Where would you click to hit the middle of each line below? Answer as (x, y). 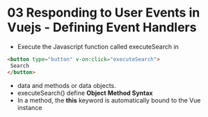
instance (30, 107)
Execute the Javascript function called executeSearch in (98, 46)
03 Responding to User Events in (104, 13)
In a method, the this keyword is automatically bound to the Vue (109, 100)
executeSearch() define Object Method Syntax (85, 93)
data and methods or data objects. (66, 85)
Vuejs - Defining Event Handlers (102, 27)
